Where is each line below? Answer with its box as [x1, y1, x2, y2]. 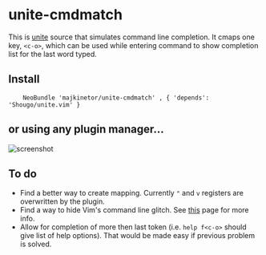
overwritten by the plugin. [19, 196, 106, 206]
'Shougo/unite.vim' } [8, 100, 81, 109]
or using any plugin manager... [8, 123, 164, 136]
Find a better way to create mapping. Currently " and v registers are [19, 188, 244, 198]
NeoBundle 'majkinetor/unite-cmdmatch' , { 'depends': [22, 94, 210, 102]
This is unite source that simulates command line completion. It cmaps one [8, 32, 255, 42]
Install [8, 72, 40, 86]
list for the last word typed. [8, 49, 98, 59]
